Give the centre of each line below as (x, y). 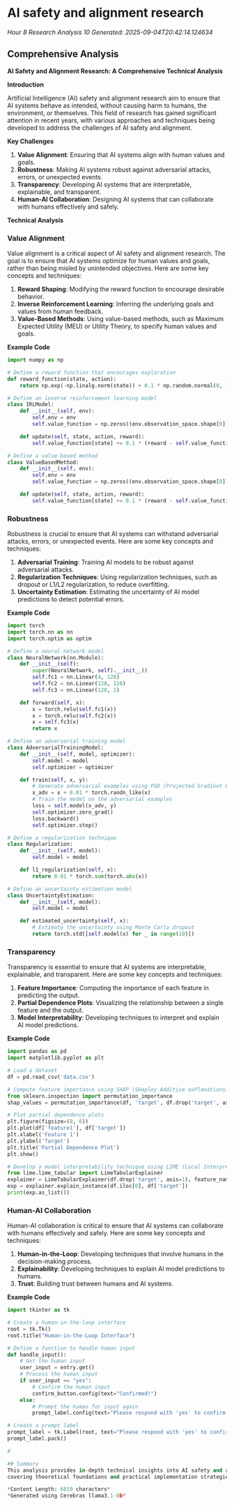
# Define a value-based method (53, 456)
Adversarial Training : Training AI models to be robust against (106, 562)
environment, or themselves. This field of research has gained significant (112, 112)
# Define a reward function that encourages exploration (92, 372)
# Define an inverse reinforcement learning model (82, 398)
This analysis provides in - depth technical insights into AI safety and (115, 1470)
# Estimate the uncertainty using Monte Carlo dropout (114, 927)
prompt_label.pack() (37, 1439)
